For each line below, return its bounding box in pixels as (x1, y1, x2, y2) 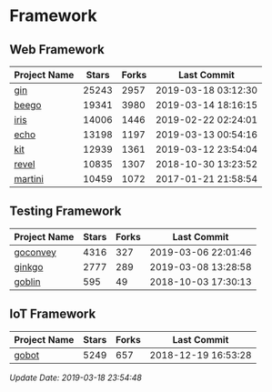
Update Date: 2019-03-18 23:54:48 (9, 372, 143, 383)
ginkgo (14, 260, 44, 273)
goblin (14, 275, 41, 287)
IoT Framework (9, 307, 96, 322)
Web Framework (9, 42, 105, 57)
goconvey (14, 246, 57, 258)
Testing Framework (9, 204, 122, 219)
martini (14, 173, 44, 185)
